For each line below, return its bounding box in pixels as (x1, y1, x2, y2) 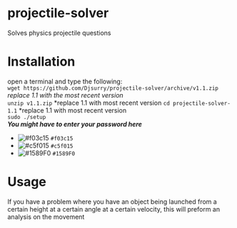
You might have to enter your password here (7, 120, 143, 128)
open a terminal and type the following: (7, 77, 123, 85)
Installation (7, 53, 76, 70)
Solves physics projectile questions (7, 28, 111, 37)
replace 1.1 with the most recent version (7, 90, 123, 99)
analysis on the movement (7, 212, 85, 221)
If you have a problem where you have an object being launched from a (7, 197, 218, 206)
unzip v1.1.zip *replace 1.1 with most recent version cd (7, 98, 170, 107)
